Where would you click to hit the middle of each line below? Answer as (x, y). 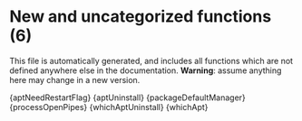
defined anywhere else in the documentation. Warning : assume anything (146, 70)
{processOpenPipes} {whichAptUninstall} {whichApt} (109, 107)
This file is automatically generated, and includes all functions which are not (151, 60)
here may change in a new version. (75, 79)
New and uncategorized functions (141, 17)
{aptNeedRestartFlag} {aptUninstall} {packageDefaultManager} (128, 98)
